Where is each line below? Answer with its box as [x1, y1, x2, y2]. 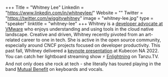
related [5, 37, 20, 43]
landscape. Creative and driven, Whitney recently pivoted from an [5, 32, 144, 37]
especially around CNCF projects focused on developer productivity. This [5, 42, 160, 48]
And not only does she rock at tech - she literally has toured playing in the [5, 61, 161, 67]
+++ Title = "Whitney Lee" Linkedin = [5, 5, 84, 10]
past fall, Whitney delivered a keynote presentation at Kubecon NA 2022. [5, 48, 159, 54]
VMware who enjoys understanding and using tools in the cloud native [5, 26, 154, 32]
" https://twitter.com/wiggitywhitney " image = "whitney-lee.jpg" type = [5, 15, 154, 21]
